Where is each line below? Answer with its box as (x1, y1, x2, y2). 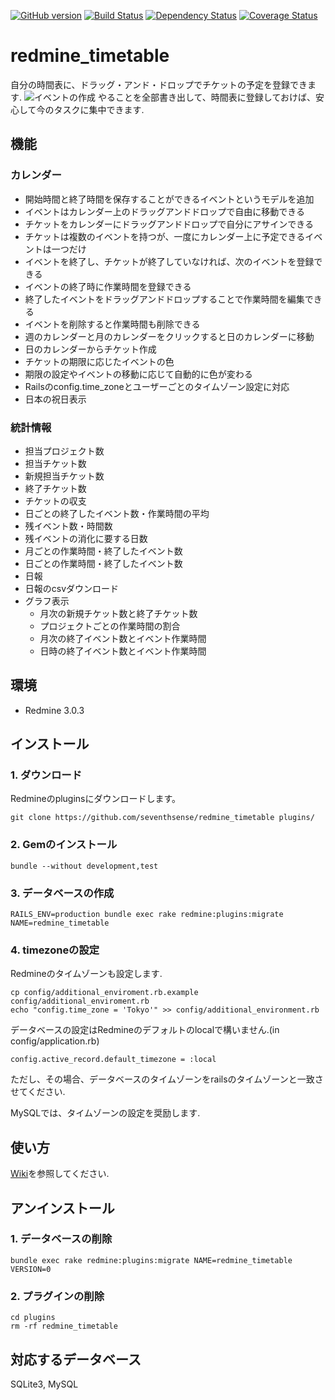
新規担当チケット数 (24, 470, 105, 482)
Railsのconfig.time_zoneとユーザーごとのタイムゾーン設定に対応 (24, 380, 290, 392)
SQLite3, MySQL (10, 1378, 79, 1390)
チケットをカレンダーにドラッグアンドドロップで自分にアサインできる (24, 218, 314, 230)
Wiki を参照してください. (10, 1168, 110, 1180)
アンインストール (10, 1200, 115, 1217)
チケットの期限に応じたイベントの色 (24, 355, 175, 367)
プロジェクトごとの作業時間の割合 (39, 620, 181, 632)
